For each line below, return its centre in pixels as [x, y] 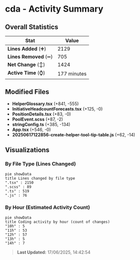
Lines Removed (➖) [30, 57]
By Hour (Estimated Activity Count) [48, 207]
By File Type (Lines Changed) [40, 164]
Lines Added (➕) [27, 49]
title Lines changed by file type [40, 178]
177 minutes [72, 74]
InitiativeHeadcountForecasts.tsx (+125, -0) [57, 109]
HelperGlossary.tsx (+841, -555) [45, 104]
